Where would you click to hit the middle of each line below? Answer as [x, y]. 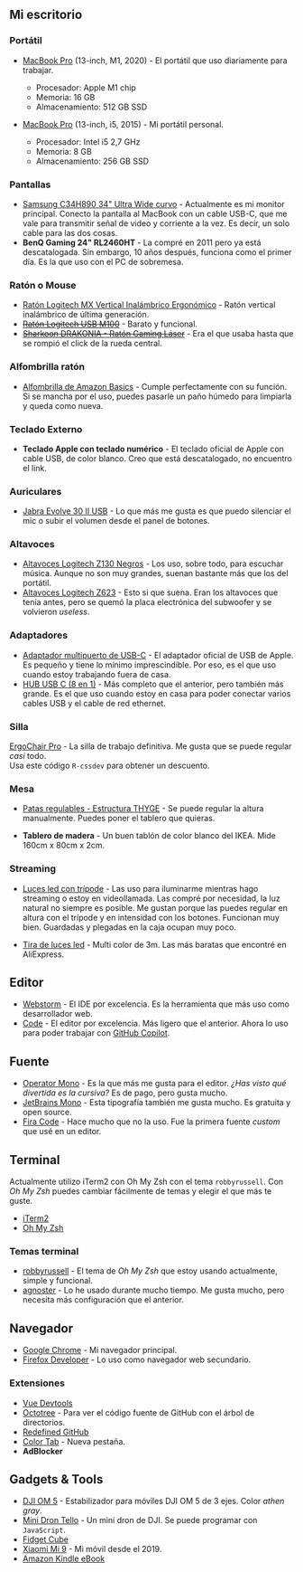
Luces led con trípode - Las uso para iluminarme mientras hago [140, 888]
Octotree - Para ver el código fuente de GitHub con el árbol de [138, 1412]
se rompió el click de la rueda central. [92, 344]
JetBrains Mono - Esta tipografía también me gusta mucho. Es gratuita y [156, 1103]
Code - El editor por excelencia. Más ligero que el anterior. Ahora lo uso [155, 1023]
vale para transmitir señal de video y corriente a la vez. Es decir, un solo [156, 223]
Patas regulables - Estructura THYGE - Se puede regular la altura [143, 809]
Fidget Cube [46, 1539]
